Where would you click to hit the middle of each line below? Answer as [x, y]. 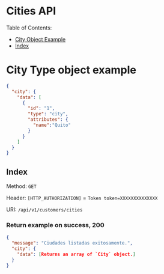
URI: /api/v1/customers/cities [44, 210]
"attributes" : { [48, 120]
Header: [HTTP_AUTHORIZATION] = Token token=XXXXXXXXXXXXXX [82, 198]
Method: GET [22, 186]
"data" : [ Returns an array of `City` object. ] [76, 254]
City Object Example [40, 39]
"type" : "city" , [48, 114]
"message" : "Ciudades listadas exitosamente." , [72, 243]
